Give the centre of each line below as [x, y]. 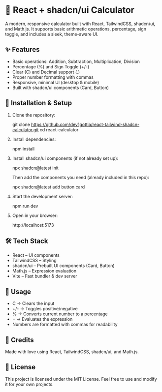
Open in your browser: [35, 215]
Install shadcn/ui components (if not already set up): [65, 158]
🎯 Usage [18, 291]
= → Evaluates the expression [42, 319]
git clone [21, 124]
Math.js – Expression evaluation [44, 271]
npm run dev [25, 206]
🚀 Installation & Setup [39, 103]
